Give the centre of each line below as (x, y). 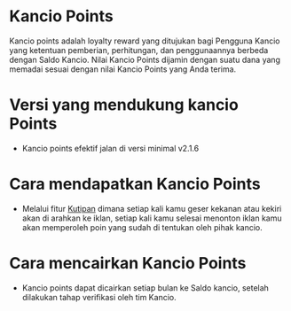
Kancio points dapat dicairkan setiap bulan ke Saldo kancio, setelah (145, 288)
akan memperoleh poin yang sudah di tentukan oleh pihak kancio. (142, 227)
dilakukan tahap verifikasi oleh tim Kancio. (99, 297)
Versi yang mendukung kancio (124, 105)
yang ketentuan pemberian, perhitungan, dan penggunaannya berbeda (139, 50)
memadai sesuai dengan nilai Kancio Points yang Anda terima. (123, 69)
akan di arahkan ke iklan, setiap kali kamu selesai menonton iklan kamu (152, 218)
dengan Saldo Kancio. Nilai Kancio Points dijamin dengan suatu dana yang (145, 59)
